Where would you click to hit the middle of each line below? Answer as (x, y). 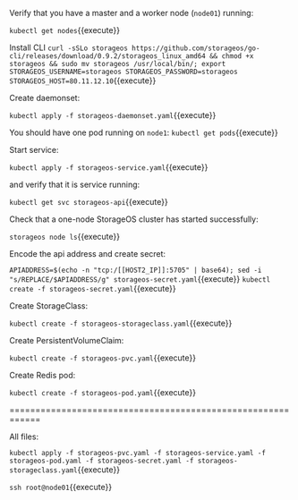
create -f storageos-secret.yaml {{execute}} (93, 288)
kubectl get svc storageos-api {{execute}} (89, 202)
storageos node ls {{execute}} (65, 237)
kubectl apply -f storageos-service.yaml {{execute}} (109, 167)
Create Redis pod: (43, 375)
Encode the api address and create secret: (88, 254)
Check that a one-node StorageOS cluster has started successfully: (134, 219)
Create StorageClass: (48, 306)
